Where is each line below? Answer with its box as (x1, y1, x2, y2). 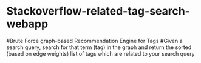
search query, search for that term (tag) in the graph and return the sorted (6, 44, 192, 51)
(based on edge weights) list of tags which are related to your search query (6, 50, 196, 57)
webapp (6, 17, 49, 31)
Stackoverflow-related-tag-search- (6, 4, 190, 18)
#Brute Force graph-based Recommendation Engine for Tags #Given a (6, 37, 183, 44)
